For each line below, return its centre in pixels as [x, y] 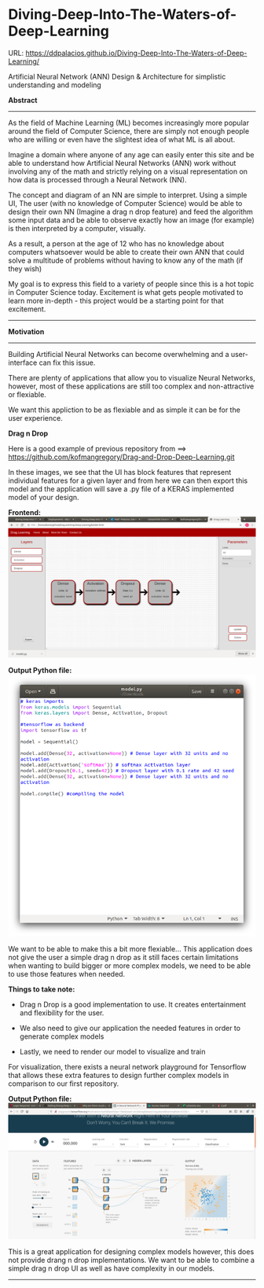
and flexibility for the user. [62, 1013]
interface [23, 362]
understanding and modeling [55, 85]
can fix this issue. [67, 362]
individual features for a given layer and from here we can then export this [128, 480]
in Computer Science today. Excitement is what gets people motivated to [126, 292]
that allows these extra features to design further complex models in [119, 1075]
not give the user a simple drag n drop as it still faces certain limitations [123, 957]
